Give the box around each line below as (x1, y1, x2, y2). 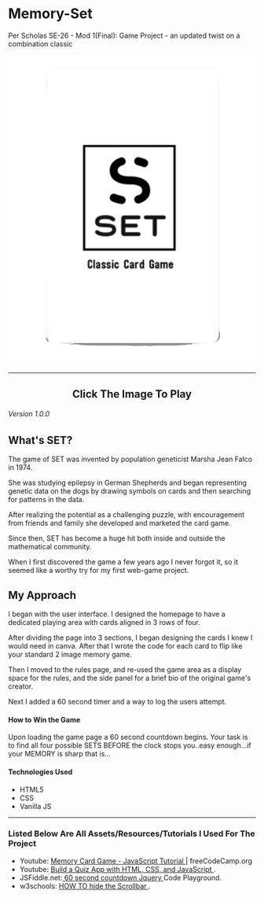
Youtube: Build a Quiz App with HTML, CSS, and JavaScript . (19, 864, 216, 874)
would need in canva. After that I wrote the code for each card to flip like (8, 641, 243, 651)
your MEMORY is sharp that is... (8, 749, 112, 759)
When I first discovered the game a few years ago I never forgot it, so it (8, 557, 238, 567)
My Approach (8, 588, 77, 602)
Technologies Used (8, 767, 73, 776)
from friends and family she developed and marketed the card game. (8, 519, 231, 528)
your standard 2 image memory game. (8, 650, 132, 660)
